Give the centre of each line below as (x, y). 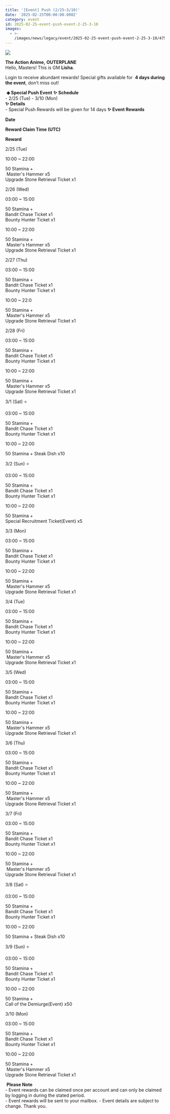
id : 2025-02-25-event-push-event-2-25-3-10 (52, 24)
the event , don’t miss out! (32, 83)
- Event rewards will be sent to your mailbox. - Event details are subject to (82, 1100)
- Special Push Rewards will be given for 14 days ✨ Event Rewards (75, 109)
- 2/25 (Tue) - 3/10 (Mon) (32, 98)
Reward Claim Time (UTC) (33, 129)
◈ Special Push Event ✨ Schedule (42, 92)
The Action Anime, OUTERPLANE (41, 62)
